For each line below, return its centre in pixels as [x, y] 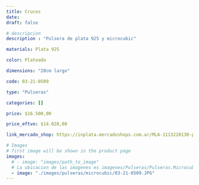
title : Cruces [24, 12]
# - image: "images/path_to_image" [55, 162]
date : [13, 17]
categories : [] [25, 103]
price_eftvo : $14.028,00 [37, 124]
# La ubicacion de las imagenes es [55, 167]
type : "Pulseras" [28, 92]
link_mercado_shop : [30, 135]
